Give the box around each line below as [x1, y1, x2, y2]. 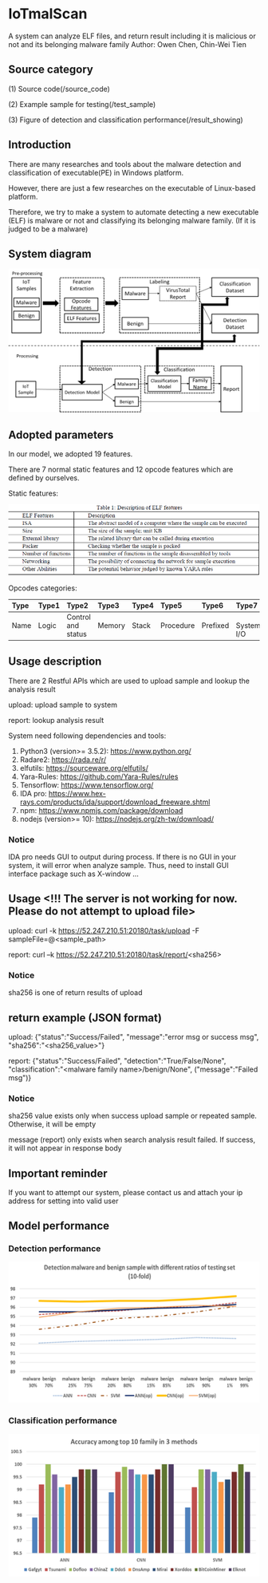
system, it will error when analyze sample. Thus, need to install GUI [8, 861, 229, 870]
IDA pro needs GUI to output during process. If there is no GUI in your [8, 852, 237, 862]
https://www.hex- [48, 788, 106, 798]
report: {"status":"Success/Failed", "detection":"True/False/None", [8, 1056, 227, 1065]
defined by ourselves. [8, 473, 80, 483]
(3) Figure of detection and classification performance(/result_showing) [8, 115, 243, 124]
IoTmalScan [8, 5, 88, 23]
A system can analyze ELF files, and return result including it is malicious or [8, 31, 257, 41]
